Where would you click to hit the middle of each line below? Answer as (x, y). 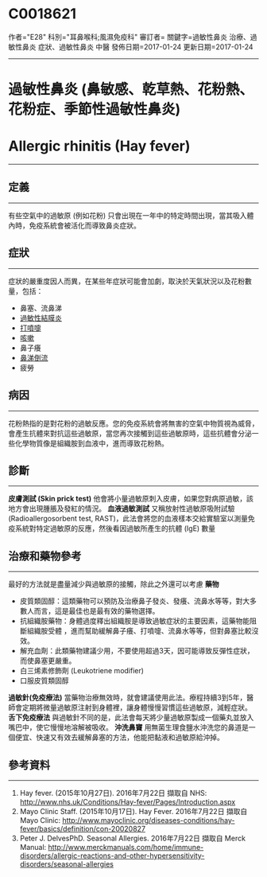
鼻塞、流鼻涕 (41, 308)
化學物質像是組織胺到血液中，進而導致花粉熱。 (91, 443)
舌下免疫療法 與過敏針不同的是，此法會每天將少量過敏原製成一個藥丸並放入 (131, 718)
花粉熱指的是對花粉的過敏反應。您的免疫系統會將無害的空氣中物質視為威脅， (133, 423)
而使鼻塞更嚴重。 (48, 661)
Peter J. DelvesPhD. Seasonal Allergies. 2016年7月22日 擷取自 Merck (133, 838)
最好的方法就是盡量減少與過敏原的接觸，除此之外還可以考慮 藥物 (114, 584)
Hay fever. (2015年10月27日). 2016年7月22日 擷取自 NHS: (113, 793)
